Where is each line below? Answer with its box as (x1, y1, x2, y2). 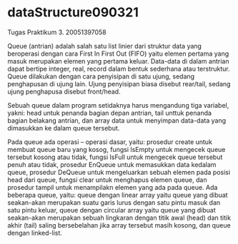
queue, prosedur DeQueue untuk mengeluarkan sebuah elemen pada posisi (7, 168, 231, 176)
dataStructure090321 (7, 4, 139, 21)
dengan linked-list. (7, 228, 63, 237)
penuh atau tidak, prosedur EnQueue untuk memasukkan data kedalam (7, 160, 217, 168)
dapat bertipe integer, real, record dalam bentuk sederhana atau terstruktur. (7, 64, 230, 73)
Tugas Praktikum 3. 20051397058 (7, 28, 107, 36)
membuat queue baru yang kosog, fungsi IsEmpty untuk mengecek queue (7, 145, 226, 153)
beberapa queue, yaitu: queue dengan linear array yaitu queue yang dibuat (7, 190, 228, 199)
